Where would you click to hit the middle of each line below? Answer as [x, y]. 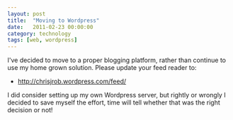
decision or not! [30, 110]
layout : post [27, 14]
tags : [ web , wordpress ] [42, 40]
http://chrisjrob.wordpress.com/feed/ [72, 81]
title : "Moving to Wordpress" [53, 20]
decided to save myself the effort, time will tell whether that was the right [114, 102]
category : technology [39, 34]
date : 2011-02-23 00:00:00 [50, 27]
